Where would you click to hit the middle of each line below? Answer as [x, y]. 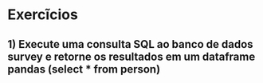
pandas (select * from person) [84, 69]
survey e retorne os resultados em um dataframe [131, 56]
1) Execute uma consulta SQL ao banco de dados [130, 44]
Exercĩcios [43, 15]
